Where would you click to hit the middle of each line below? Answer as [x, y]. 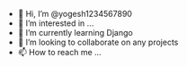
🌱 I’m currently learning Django [75, 33]
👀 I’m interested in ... [56, 23]
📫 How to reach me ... [59, 52]
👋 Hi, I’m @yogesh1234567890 [75, 14]
